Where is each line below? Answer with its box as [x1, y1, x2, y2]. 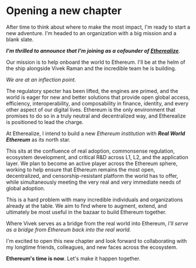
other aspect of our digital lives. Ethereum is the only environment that [6, 106, 176, 113]
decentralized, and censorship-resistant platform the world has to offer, [6, 172, 178, 179]
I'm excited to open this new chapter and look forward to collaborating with [6, 237, 187, 244]
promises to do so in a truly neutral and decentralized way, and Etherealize [6, 112, 186, 119]
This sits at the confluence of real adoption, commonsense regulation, [6, 147, 175, 154]
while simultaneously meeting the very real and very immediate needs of [6, 178, 181, 185]
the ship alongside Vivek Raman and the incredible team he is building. [6, 64, 177, 71]
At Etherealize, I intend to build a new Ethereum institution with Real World [6, 130, 185, 137]
